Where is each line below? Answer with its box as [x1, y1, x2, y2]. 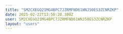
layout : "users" [5, 21, 39, 26]
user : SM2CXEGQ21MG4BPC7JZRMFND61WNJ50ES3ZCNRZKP [5, 16, 112, 21]
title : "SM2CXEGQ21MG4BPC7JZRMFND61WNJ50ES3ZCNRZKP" [5, 7, 119, 12]
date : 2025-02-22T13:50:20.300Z [5, 12, 73, 17]
